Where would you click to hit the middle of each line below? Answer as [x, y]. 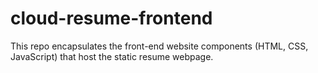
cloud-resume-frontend [111, 18]
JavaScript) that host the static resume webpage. [112, 56]
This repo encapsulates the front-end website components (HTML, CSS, [159, 46]
